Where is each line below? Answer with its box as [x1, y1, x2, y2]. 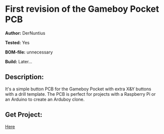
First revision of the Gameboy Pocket [5, 3, 160, 15]
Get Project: [5, 110, 43, 119]
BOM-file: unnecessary [5, 49, 53, 55]
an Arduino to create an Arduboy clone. [5, 96, 85, 102]
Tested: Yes [5, 39, 30, 45]
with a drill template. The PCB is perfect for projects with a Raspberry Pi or [5, 91, 156, 97]
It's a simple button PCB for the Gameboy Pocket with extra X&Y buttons [5, 86, 151, 92]
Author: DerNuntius [5, 30, 46, 36]
